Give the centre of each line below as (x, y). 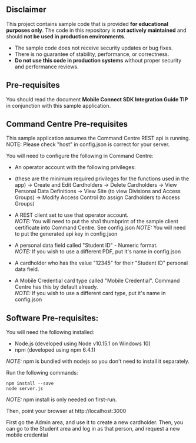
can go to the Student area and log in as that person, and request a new (93, 429)
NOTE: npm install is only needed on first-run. (62, 399)
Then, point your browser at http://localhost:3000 (66, 411)
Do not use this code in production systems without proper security (98, 60)
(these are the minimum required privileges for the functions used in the (102, 178)
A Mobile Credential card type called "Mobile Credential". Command (97, 281)
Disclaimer (26, 10)
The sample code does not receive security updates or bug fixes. (94, 48)
